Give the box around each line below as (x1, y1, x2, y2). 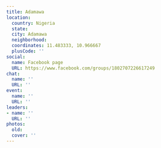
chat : (6, 71, 20, 77)
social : (6, 54, 26, 60)
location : (6, 14, 31, 21)
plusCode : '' (11, 48, 45, 54)
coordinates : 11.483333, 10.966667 (11, 43, 101, 49)
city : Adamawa (11, 31, 47, 37)
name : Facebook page (11, 59, 63, 65)
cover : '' (11, 132, 36, 139)
